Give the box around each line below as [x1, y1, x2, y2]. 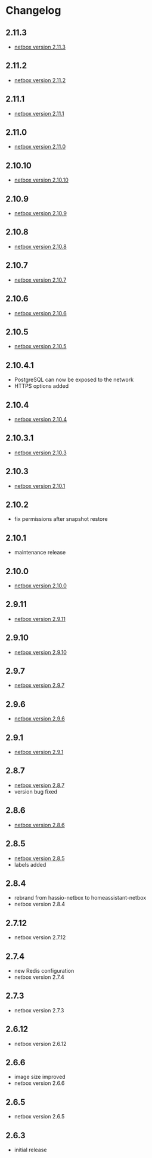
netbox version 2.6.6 [14, 1079, 65, 1087]
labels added [14, 861, 46, 868]
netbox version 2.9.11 [14, 615, 66, 622]
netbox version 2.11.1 [14, 110, 64, 117]
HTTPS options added [14, 382, 69, 390]
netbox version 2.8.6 [14, 821, 65, 828]
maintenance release [14, 549, 66, 556]
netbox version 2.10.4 [14, 415, 67, 423]
